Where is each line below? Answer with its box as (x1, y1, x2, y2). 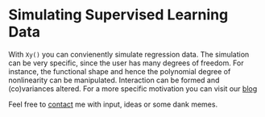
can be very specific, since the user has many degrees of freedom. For (8, 58, 244, 68)
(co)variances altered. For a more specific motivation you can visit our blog (8, 83, 258, 94)
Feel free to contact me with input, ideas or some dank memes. (8, 99, 218, 109)
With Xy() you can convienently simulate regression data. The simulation (8, 49, 250, 59)
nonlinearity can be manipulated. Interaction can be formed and (8, 75, 220, 85)
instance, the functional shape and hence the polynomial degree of (8, 66, 231, 76)
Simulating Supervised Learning (8, 6, 229, 24)
